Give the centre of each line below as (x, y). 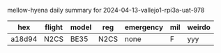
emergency (144, 27)
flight (53, 27)
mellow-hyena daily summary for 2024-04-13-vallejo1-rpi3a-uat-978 (106, 10)
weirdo (199, 27)
